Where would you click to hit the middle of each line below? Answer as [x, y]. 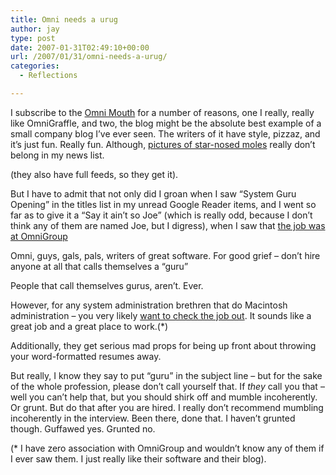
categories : [35, 66]
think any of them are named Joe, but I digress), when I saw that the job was [168, 225]
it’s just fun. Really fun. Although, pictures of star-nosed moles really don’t [163, 144]
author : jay [35, 29]
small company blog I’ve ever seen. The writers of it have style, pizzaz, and [165, 133]
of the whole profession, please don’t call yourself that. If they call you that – [167, 386]
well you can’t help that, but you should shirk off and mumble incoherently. [164, 397]
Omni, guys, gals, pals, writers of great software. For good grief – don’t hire [165, 255]
